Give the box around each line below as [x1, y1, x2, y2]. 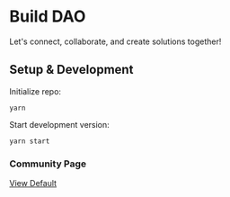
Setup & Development [9, 62, 134, 77]
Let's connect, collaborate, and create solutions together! [9, 36, 222, 47]
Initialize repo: [9, 85, 61, 96]
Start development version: [9, 119, 110, 130]
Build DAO [9, 6, 86, 27]
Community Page [9, 157, 87, 170]
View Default [9, 178, 57, 189]
